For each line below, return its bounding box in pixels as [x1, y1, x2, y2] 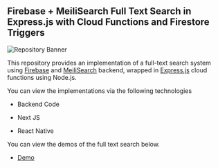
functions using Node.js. [7, 73, 78, 81]
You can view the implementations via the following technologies [7, 86, 192, 95]
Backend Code [17, 100, 60, 108]
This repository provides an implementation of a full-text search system [7, 59, 211, 67]
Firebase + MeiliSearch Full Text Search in [7, 6, 192, 17]
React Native [17, 127, 54, 135]
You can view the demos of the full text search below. [7, 140, 161, 148]
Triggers [7, 27, 45, 39]
